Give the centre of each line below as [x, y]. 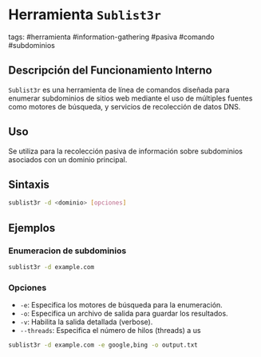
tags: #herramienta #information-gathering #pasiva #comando [111, 37]
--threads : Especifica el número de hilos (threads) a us [110, 331]
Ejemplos [32, 228]
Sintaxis [29, 184]
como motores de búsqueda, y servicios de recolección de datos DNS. [125, 106]
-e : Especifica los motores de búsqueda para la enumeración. [121, 305]
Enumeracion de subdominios [67, 251]
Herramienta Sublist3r [85, 15]
